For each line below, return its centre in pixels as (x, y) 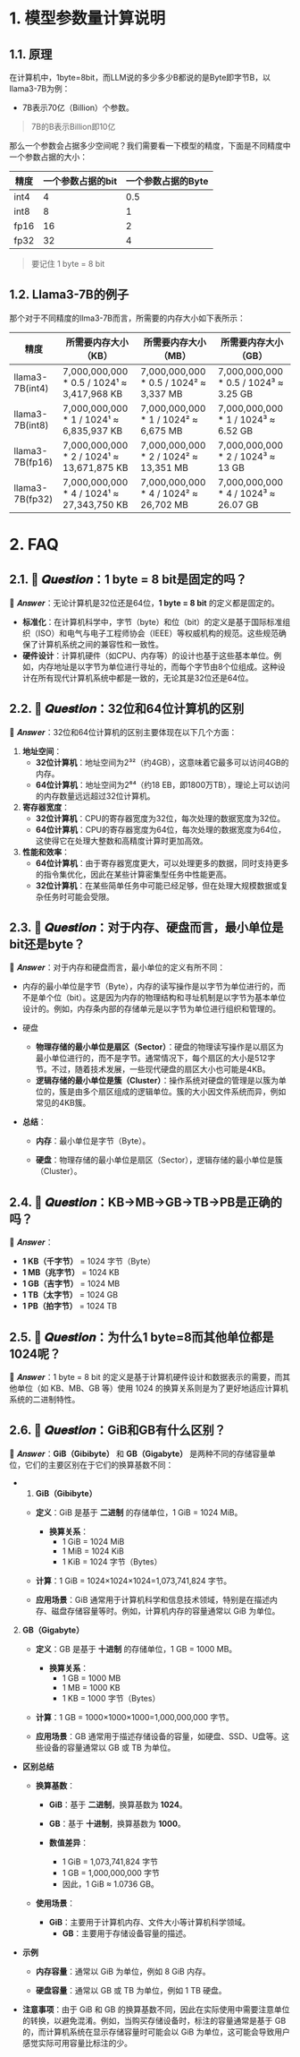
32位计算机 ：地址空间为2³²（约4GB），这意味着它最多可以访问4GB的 (162, 762)
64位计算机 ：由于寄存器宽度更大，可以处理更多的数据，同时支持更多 (162, 863)
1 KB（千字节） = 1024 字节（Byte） (89, 1261)
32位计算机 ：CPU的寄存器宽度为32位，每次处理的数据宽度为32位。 (160, 818)
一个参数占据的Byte (167, 181)
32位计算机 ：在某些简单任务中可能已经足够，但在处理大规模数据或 (158, 885)
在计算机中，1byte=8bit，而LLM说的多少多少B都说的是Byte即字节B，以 (140, 77)
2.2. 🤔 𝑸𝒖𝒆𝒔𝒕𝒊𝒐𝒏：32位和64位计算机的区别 (127, 709)
